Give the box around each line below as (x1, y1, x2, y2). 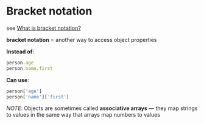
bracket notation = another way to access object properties (6, 36, 157, 43)
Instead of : (6, 47, 35, 55)
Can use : (6, 76, 29, 83)
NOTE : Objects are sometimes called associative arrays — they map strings (6, 105, 198, 112)
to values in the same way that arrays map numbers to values (6, 111, 160, 119)
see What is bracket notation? (6, 24, 81, 32)
